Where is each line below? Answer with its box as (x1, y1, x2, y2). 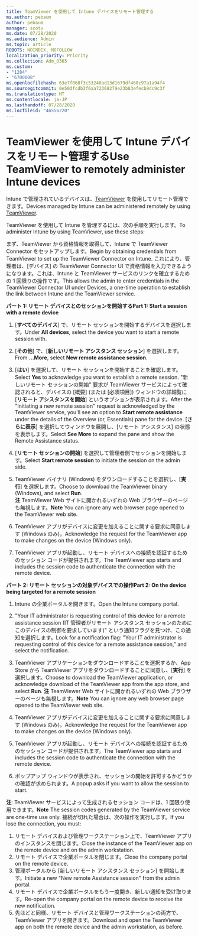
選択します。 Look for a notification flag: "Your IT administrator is (25, 634, 182, 641)
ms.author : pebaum (6, 14, 51, 20)
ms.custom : (6, 63, 33, 70)
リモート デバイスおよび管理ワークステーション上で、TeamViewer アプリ (14, 833, 193, 840)
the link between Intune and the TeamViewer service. (6, 290, 136, 297)
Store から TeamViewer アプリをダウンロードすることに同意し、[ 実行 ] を (14, 667, 192, 674)
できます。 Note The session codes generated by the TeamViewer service (11, 806, 190, 813)
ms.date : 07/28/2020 (6, 31, 57, 37)
